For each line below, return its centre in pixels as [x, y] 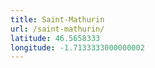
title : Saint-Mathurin [57, 19]
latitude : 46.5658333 [55, 38]
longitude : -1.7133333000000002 [77, 47]
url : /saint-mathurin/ [57, 29]
